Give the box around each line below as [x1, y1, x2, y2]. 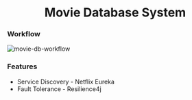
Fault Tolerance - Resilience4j [16, 84, 101, 93]
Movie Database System [44, 5, 187, 21]
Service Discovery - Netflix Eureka [16, 77, 115, 86]
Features [7, 62, 38, 71]
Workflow [7, 29, 41, 39]
